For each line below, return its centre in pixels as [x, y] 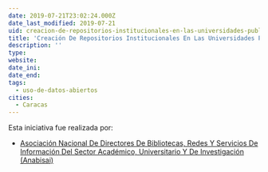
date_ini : [25, 68]
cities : [21, 98]
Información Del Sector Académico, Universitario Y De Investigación [132, 152]
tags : [17, 82]
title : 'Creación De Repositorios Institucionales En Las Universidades [132, 38]
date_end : [25, 75]
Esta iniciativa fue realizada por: [61, 128]
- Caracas [32, 105]
